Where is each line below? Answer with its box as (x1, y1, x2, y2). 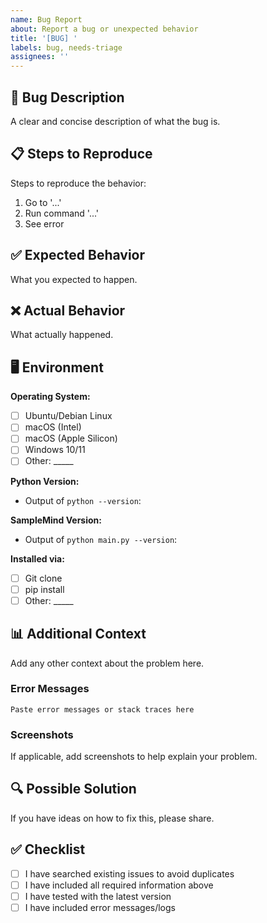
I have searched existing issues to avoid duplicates (24, 867, 235, 880)
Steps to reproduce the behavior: (10, 177, 147, 189)
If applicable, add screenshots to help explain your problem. (10, 751, 258, 763)
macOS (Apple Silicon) (24, 432, 118, 445)
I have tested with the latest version (24, 890, 172, 902)
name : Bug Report (10, 14, 83, 25)
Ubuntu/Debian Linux (24, 410, 113, 422)
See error (24, 217, 65, 230)
